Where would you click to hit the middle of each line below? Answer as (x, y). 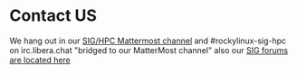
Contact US (53, 16)
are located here (40, 60)
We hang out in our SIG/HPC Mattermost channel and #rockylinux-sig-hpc (148, 41)
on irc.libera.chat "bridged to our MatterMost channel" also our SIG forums (148, 50)
